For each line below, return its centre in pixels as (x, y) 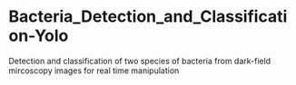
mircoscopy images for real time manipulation (94, 71)
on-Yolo (39, 36)
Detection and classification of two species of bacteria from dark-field (140, 61)
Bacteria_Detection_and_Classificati (148, 17)
